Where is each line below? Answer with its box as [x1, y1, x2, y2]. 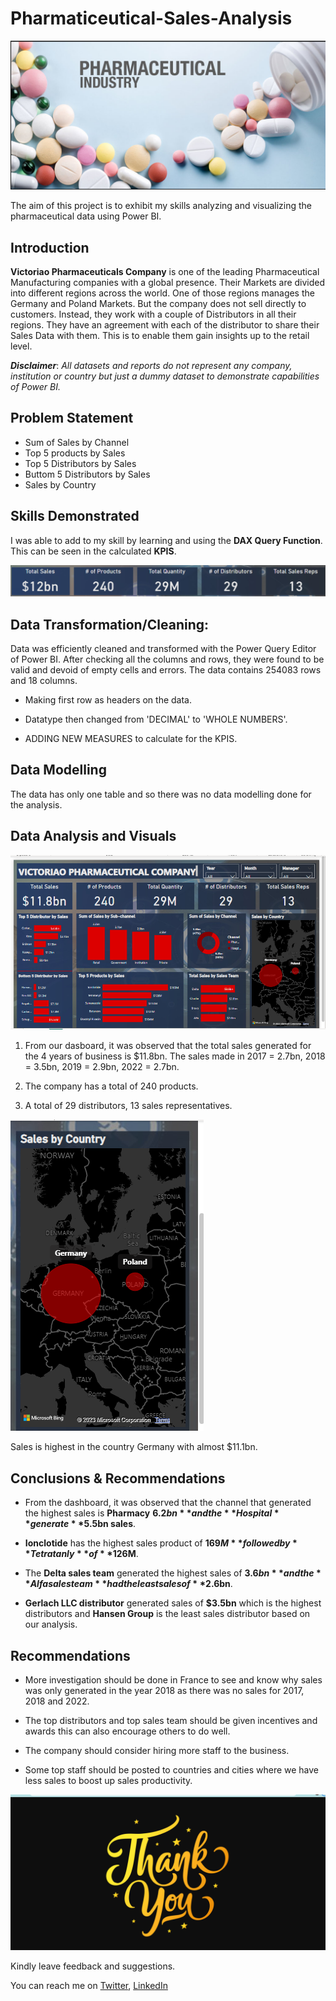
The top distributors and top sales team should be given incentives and [24, 1714, 318, 1726]
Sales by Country [24, 478, 97, 491]
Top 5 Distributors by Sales [24, 457, 137, 469]
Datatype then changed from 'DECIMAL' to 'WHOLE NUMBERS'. [24, 713, 288, 726]
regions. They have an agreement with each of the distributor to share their [10, 318, 320, 331]
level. [10, 340, 33, 352]
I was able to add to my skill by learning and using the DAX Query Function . [10, 534, 323, 546]
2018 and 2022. [24, 1695, 90, 1707]
